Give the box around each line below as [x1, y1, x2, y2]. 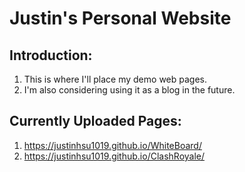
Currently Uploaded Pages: [9, 113, 182, 130]
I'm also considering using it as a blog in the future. [23, 84, 236, 96]
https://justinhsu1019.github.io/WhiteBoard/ [23, 139, 202, 151]
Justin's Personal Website [9, 7, 232, 30]
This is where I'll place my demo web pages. [23, 73, 207, 85]
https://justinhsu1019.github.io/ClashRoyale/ [23, 150, 206, 162]
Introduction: [9, 47, 93, 64]
